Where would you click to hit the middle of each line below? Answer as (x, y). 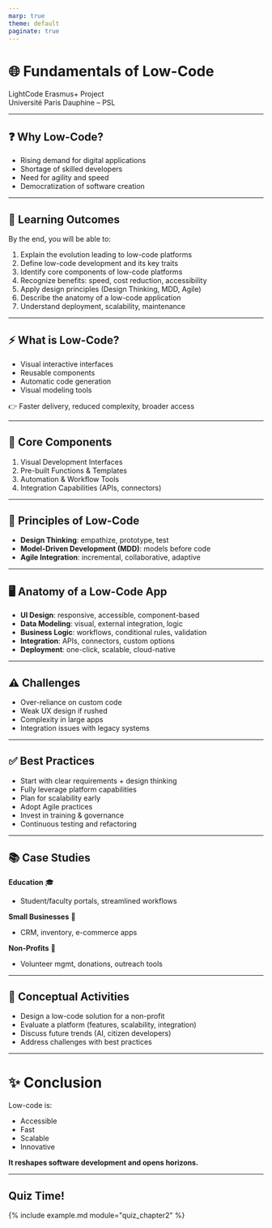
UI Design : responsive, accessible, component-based (110, 615)
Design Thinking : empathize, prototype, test (94, 540)
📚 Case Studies (49, 858)
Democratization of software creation (83, 187)
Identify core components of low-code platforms (101, 272)
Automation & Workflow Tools (70, 479)
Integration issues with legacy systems (85, 728)
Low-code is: (30, 1106)
